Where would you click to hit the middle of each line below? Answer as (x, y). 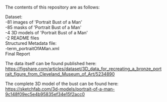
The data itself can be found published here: (51, 63)
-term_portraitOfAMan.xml (32, 49)
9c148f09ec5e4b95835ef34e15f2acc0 (45, 94)
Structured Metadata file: (31, 43)
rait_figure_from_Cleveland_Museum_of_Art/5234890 (60, 74)
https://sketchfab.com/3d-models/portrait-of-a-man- (60, 89)
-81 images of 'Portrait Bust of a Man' (44, 22)
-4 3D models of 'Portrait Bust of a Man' (46, 33)
